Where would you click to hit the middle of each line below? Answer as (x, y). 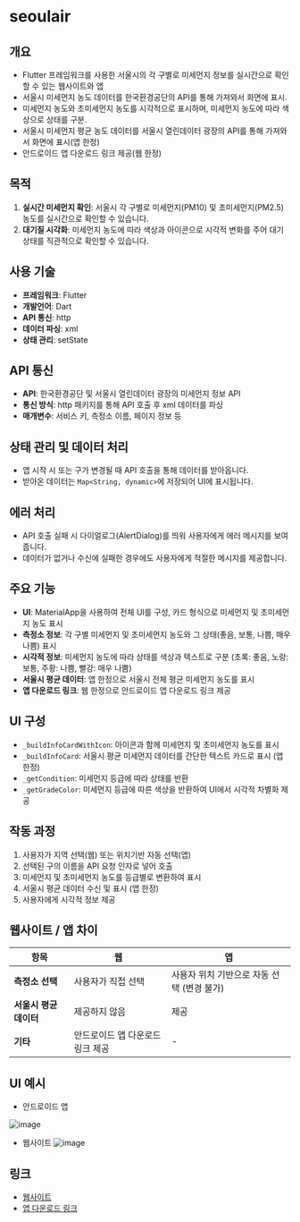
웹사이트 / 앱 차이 (54, 930)
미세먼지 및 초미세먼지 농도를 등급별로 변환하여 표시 (112, 877)
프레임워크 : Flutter (54, 295)
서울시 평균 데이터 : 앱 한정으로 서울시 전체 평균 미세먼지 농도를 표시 (138, 679)
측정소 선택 (36, 981)
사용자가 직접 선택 (109, 981)
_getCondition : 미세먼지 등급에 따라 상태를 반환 (105, 778)
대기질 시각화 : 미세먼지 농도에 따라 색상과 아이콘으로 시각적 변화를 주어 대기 (153, 229)
